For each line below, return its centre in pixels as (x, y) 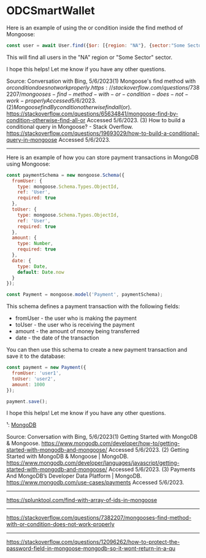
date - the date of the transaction (57, 338)
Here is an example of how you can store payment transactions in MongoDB (103, 157)
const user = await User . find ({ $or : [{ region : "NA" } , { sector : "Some (96, 45)
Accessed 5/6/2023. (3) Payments (152, 470)
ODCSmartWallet (51, 11)
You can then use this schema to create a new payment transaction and (97, 350)
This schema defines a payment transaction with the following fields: (93, 306)
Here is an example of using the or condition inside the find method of (95, 28)
